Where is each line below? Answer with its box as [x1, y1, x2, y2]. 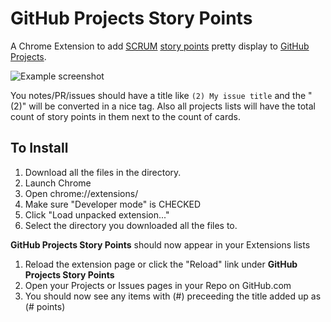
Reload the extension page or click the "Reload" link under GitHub [24, 258, 298, 270]
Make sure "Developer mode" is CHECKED [24, 198, 202, 210]
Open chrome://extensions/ [24, 187, 139, 199]
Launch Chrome [24, 177, 92, 189]
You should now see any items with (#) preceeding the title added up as [24, 290, 322, 302]
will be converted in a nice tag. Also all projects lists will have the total [28, 100, 317, 112]
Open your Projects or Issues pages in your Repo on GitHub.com [24, 279, 292, 291]
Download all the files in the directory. [24, 166, 182, 178]
